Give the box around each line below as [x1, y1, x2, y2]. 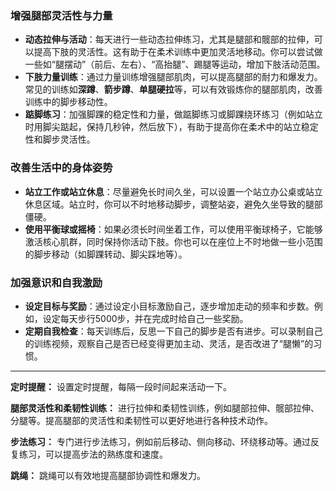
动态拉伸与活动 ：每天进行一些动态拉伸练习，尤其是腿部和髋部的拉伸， [24, 33, 315, 46]
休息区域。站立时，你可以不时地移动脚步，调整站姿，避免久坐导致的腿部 [24, 198, 323, 210]
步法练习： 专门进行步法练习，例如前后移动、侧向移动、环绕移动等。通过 [10, 435, 311, 447]
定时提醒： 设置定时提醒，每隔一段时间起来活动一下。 [10, 380, 232, 392]
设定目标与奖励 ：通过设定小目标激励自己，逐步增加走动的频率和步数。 [24, 300, 315, 312]
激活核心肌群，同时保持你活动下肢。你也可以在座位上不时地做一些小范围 [24, 235, 323, 247]
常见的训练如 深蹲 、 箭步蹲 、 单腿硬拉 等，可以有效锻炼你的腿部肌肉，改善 [24, 83, 323, 96]
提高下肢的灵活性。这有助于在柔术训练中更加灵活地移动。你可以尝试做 [33, 46, 323, 58]
